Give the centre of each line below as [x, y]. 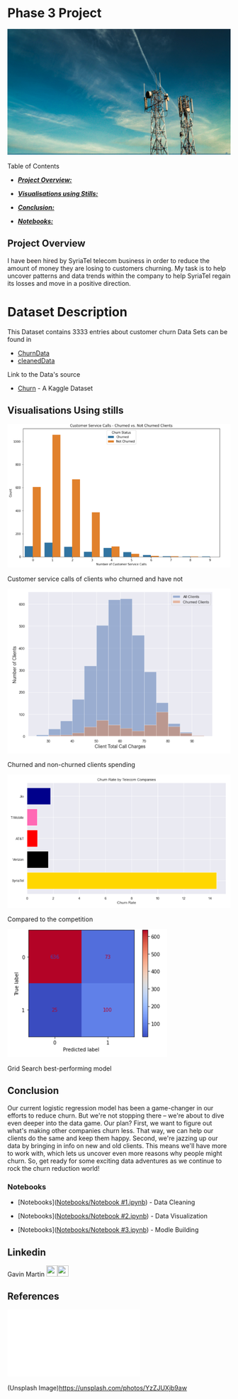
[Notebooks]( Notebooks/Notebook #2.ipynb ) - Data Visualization [112, 1216]
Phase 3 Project [55, 13]
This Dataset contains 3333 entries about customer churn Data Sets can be [118, 331]
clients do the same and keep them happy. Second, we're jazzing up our [113, 1138]
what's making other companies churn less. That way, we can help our [110, 1130]
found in [19, 339]
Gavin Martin [26, 1274]
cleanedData [36, 360]
